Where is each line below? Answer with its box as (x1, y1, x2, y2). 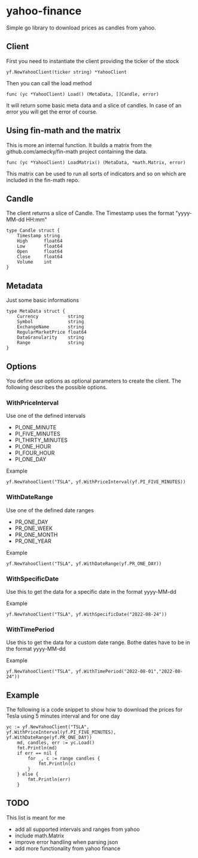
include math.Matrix (14, 832, 65, 839)
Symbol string (17, 319, 84, 325)
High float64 (17, 238, 63, 244)
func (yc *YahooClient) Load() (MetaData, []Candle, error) (6, 91, 160, 97)
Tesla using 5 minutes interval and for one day (6, 713, 120, 719)
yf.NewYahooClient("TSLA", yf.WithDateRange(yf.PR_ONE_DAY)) (6, 560, 162, 567)
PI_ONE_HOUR (14, 443, 51, 450)
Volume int (17, 259, 52, 265)
